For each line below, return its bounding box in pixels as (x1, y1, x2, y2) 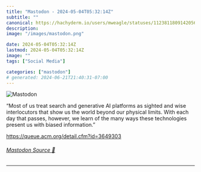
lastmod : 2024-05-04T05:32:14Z (6, 47, 84, 54)
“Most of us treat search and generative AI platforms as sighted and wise (6, 102, 187, 110)
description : (6, 25, 39, 32)
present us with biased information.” (6, 121, 96, 129)
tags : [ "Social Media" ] (6, 58, 66, 64)
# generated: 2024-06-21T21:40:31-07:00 (6, 74, 109, 80)
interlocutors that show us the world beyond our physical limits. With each (6, 108, 189, 116)
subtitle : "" (6, 14, 39, 20)
